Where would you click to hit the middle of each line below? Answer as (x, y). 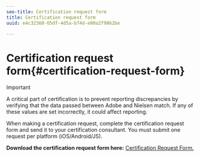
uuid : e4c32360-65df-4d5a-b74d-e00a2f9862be (63, 23)
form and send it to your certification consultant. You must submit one (93, 130)
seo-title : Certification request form (56, 12)
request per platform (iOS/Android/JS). (54, 137)
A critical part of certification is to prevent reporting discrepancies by (92, 99)
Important (18, 87)
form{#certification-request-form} (96, 71)
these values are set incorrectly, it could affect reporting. (77, 112)
